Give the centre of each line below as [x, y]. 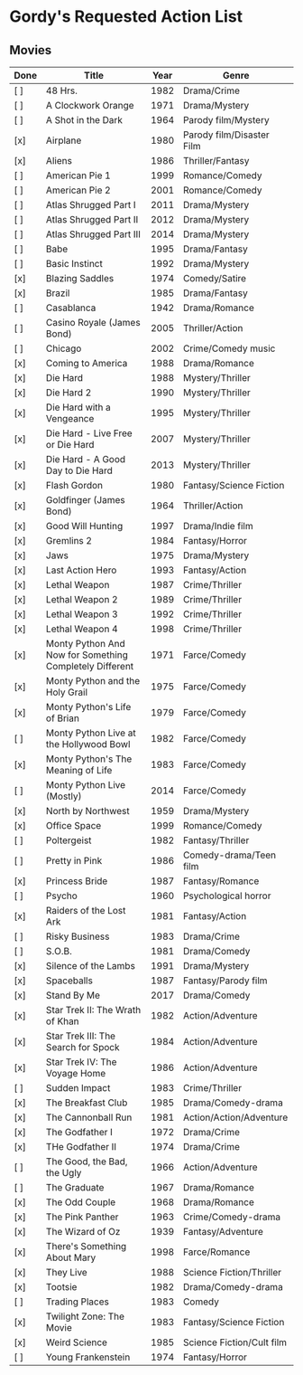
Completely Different [90, 666]
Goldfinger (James [85, 500]
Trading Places [78, 1302]
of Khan [62, 1021]
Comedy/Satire [215, 278]
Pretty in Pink [74, 861]
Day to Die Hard [79, 470]
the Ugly [64, 1173]
